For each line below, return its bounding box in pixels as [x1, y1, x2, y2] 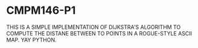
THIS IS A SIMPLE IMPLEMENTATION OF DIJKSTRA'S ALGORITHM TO [6, 23, 181, 31]
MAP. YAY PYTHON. [6, 36, 57, 43]
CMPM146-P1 [6, 4, 76, 17]
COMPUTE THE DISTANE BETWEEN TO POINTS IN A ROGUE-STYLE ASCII [6, 29, 192, 37]
